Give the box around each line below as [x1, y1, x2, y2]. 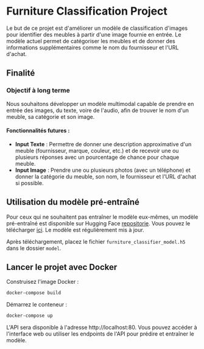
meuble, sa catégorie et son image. [6, 113, 95, 120]
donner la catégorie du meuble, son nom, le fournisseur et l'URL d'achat [15, 172, 197, 180]
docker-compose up [6, 312, 53, 319]
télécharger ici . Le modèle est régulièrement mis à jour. [6, 226, 144, 233]
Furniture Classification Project [6, 4, 167, 18]
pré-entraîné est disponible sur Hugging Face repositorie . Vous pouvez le [6, 219, 191, 227]
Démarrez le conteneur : [6, 301, 68, 308]
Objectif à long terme [6, 86, 70, 95]
